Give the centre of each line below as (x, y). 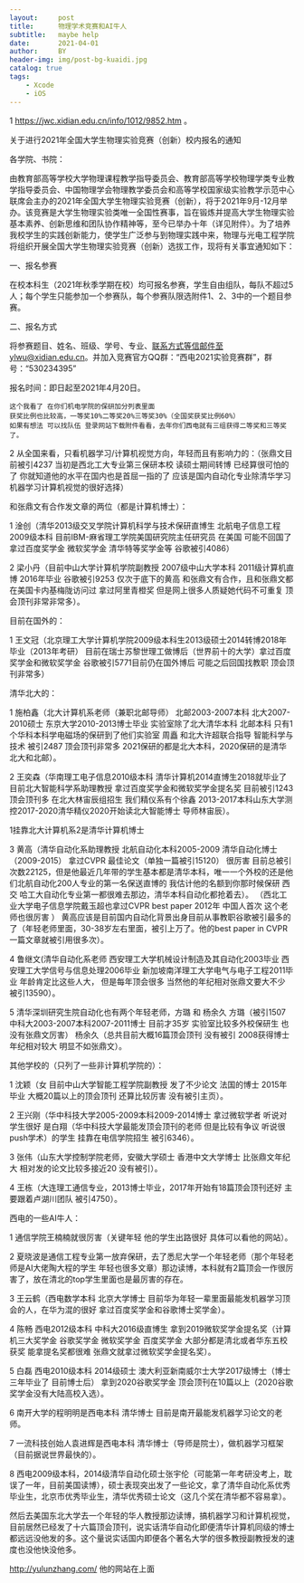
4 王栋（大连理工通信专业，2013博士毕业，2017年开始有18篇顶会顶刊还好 (146, 1187)
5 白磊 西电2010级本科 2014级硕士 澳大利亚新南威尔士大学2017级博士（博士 (150, 1370)
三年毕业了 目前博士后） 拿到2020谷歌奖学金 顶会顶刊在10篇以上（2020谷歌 (152, 1382)
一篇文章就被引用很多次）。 (59, 939)
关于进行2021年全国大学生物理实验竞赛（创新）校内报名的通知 (125, 139)
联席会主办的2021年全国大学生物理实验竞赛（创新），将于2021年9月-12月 (145, 201)
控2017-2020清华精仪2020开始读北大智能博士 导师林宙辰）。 (122, 810)
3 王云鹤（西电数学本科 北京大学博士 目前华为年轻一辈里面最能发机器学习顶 (150, 1298)
